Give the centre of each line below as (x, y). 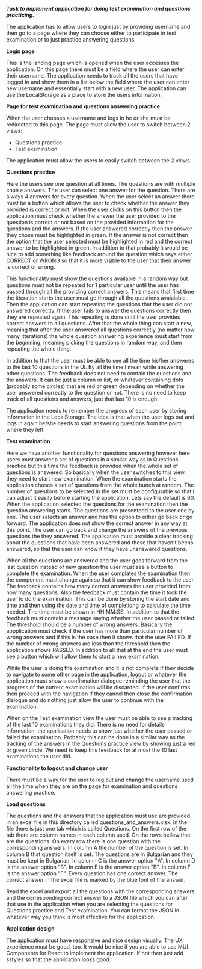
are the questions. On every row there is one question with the (84, 841)
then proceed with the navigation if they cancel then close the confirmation (99, 694)
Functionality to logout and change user (57, 768)
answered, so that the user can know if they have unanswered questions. (97, 549)
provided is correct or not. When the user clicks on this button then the (94, 209)
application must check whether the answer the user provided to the (91, 216)
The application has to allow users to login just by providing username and (98, 27)
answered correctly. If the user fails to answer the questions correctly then (99, 310)
